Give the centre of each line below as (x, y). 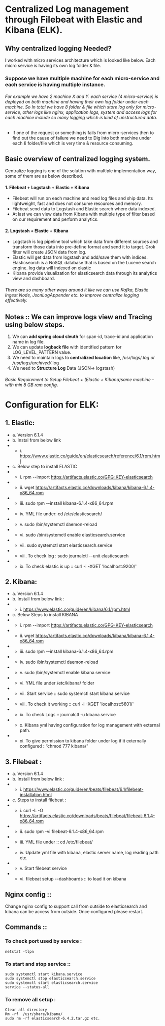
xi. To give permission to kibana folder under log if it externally (83, 741)
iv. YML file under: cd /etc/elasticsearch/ (61, 514)
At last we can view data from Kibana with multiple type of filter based (83, 214)
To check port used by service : (44, 941)
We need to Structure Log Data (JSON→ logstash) (64, 368)
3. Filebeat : (23, 761)
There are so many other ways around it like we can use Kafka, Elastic (77, 290)
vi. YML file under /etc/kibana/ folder (57, 683)
